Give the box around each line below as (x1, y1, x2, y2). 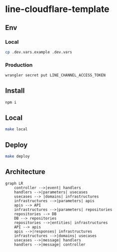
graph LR (5, 181, 23, 186)
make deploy (5, 154, 30, 159)
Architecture (5, 168, 46, 176)
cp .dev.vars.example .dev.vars (5, 49, 72, 54)
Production (5, 61, 33, 68)
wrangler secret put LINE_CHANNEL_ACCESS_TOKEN (5, 73, 106, 78)
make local (5, 127, 28, 132)
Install (5, 86, 25, 95)
